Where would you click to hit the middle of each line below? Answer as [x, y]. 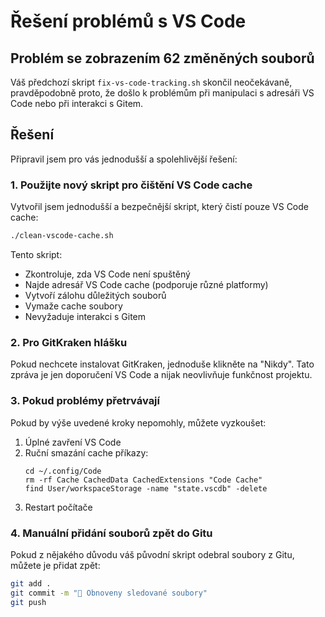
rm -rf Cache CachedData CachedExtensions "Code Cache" [143, 480]
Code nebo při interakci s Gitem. [77, 103]
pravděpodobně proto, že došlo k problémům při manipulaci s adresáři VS [162, 93]
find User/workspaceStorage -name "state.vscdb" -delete [146, 488]
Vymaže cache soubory [73, 306]
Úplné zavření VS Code [73, 442]
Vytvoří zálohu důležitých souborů [95, 295]
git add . [31, 583]
